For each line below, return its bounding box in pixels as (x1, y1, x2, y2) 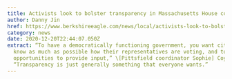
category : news (7, 29, 51, 36)
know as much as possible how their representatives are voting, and (13, 49, 217, 56)
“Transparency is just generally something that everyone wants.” (13, 61, 209, 68)
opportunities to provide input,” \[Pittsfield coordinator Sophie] (13, 55, 215, 62)
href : (7, 23, 23, 30)
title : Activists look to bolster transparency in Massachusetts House (7, 10, 217, 17)
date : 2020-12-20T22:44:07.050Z (7, 36, 100, 43)
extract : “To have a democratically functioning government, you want (7, 42, 215, 49)
